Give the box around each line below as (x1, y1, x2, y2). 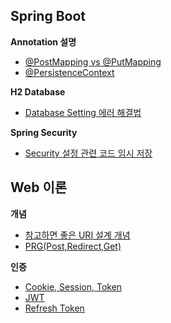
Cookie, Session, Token (24, 280, 123, 293)
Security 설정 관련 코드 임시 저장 (24, 147, 153, 159)
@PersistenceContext (24, 66, 115, 78)
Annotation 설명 (10, 35, 77, 48)
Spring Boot (10, 8, 86, 25)
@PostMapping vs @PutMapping (24, 55, 162, 68)
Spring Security (10, 126, 78, 138)
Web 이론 (10, 179, 68, 196)
